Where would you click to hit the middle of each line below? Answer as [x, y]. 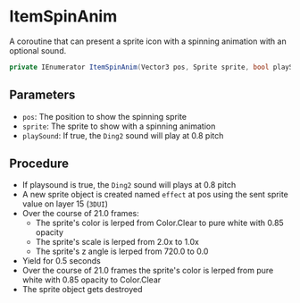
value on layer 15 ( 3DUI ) [65, 204]
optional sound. [38, 50]
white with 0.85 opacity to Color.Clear [92, 280]
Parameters [42, 95]
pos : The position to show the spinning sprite [104, 116]
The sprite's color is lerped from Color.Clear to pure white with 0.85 [159, 223]
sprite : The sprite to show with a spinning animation [119, 126]
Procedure [39, 164]
